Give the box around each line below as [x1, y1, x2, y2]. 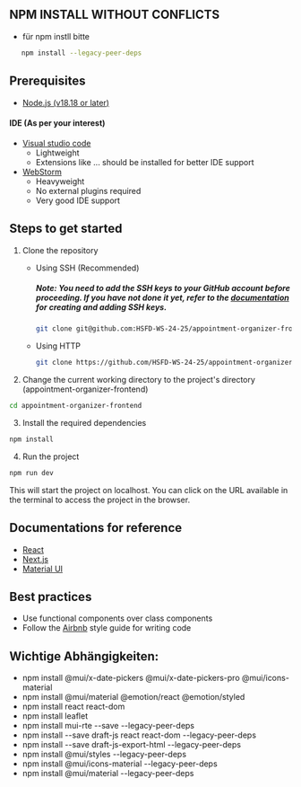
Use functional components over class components [21, 613, 213, 623]
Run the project [21, 451, 80, 462]
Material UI [21, 563, 64, 574]
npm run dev [9, 468, 54, 477]
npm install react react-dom [21, 701, 125, 712]
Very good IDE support [35, 195, 121, 206]
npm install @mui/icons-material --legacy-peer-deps [21, 758, 218, 769]
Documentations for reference [9, 520, 183, 535]
